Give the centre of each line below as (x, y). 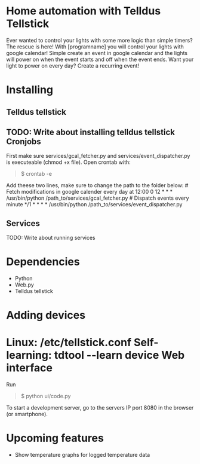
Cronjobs (24, 141)
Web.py (24, 285)
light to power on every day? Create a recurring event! (73, 65)
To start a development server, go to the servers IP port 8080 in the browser (100, 408)
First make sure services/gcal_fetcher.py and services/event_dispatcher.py (98, 156)
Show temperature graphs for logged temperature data (82, 455)
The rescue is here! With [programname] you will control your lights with (95, 47)
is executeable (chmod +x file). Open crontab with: (69, 162)
